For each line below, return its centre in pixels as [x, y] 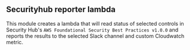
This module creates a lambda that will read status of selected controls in [95, 23]
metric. [15, 42]
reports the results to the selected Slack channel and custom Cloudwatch [95, 36]
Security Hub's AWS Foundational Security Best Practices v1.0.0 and [92, 30]
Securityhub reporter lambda [61, 10]
